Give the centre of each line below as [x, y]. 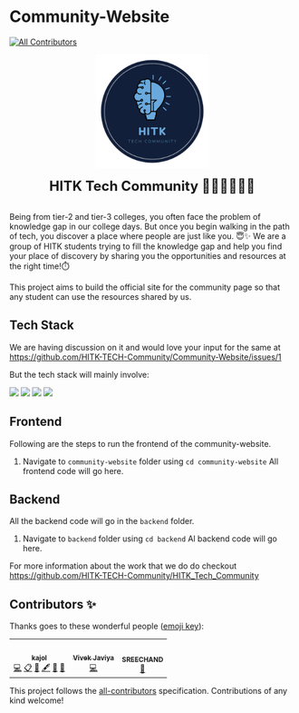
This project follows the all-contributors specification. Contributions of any [149, 691]
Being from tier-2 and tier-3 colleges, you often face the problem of [135, 216]
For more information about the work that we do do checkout [123, 566]
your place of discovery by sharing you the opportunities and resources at [148, 255]
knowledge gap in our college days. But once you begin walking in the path [149, 226]
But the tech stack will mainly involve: [79, 374]
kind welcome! [37, 700]
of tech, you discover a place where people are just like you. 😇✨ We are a [148, 236]
